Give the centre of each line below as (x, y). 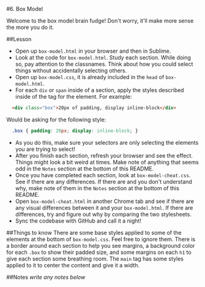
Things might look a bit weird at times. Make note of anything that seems (107, 162)
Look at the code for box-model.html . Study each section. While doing (103, 57)
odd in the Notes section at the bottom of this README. (84, 169)
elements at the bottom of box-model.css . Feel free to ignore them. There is (101, 239)
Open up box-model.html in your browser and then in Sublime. (93, 51)
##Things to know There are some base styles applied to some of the (94, 232)
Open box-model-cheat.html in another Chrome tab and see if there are (105, 201)
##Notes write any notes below (46, 277)
